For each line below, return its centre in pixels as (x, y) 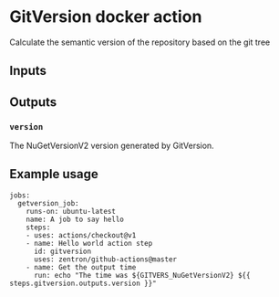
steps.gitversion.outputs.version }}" (83, 283)
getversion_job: (48, 203)
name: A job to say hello (75, 219)
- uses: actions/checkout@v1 (81, 235)
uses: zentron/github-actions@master (105, 259)
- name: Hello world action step (89, 243)
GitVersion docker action (106, 17)
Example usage (54, 174)
